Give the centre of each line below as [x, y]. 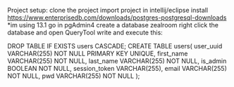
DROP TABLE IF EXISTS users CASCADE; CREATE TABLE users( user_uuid [115, 46]
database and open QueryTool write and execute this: [85, 32]
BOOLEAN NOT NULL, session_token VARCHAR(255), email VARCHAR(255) [117, 68]
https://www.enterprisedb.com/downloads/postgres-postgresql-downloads [117, 18]
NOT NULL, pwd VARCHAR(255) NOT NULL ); [74, 76]
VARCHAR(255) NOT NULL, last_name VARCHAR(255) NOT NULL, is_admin [117, 61]
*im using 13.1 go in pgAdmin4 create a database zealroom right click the [113, 25]
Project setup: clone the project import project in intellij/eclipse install [108, 10]
